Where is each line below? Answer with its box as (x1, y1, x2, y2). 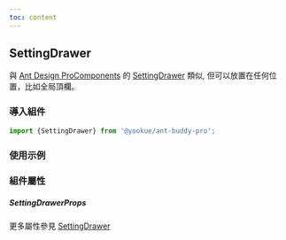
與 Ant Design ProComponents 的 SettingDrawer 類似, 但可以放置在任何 (9, 70, 270, 81)
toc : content (9, 12, 58, 22)
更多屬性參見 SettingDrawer (9, 221, 111, 231)
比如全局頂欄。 (24, 81, 80, 92)
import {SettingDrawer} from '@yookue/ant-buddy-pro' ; (9, 126, 216, 135)
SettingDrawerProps (9, 197, 87, 208)
